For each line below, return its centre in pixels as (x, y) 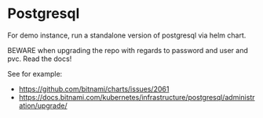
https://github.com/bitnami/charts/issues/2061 (94, 89)
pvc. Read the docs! (40, 59)
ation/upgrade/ (43, 105)
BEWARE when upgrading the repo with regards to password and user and (128, 50)
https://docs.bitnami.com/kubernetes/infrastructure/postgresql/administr (137, 97)
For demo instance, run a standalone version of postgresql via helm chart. (127, 35)
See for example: (35, 73)
